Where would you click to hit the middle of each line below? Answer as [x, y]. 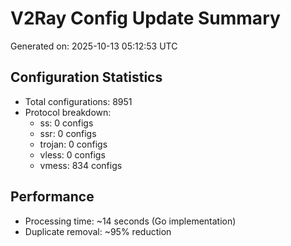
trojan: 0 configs [73, 144]
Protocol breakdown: [68, 112]
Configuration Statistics [86, 77]
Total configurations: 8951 [78, 101]
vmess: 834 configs [81, 165]
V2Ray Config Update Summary [145, 18]
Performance [52, 197]
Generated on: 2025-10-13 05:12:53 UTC [94, 46]
